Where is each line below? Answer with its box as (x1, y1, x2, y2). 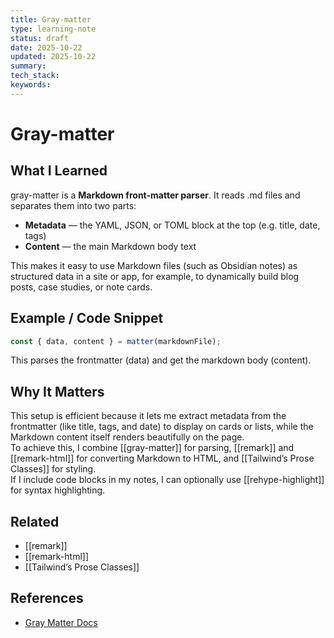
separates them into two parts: (10, 199, 137, 211)
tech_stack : (10, 71, 60, 81)
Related (10, 513, 60, 530)
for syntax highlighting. (10, 484, 106, 496)
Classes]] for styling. (10, 463, 97, 475)
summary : (10, 61, 47, 71)
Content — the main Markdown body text (24, 240, 197, 252)
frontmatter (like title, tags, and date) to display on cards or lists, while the (10, 421, 314, 433)
